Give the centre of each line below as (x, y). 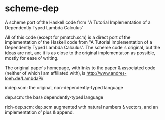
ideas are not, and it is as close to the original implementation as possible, (80, 53)
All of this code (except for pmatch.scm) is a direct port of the (68, 37)
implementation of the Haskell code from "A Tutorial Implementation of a (79, 42)
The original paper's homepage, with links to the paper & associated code (80, 68)
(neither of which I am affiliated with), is (45, 73)
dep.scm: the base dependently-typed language (54, 97)
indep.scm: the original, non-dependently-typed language (64, 87)
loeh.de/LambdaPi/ (24, 78)
